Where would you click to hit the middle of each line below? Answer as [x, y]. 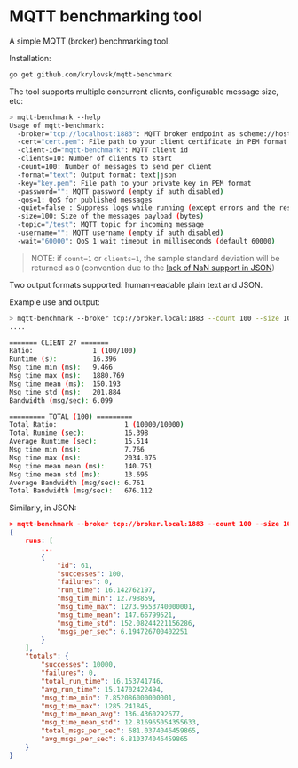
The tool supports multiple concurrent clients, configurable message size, [144, 92]
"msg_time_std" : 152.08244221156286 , [126, 623]
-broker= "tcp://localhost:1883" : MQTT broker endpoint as [127, 134]
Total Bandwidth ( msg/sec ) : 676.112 [81, 491]
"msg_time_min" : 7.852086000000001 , [109, 698]
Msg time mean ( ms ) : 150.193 [65, 384]
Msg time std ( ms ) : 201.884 [65, 392]
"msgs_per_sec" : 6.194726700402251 [122, 632]
